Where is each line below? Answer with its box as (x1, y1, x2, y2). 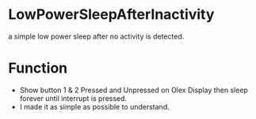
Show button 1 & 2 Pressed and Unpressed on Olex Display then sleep (19, 85, 248, 95)
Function (8, 59, 68, 77)
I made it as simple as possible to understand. (19, 102, 170, 111)
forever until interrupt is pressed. (19, 93, 128, 103)
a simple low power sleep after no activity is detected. (8, 32, 185, 41)
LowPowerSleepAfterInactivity (8, 6, 215, 24)
